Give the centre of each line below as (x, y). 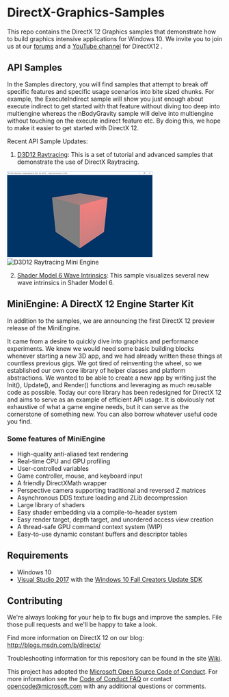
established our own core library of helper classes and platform (96, 370)
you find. (19, 421)
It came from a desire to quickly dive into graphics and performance (103, 341)
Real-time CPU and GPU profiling (64, 461)
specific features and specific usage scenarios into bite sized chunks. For (111, 91)
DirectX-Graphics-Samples (86, 13)
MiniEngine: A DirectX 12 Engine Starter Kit (100, 304)
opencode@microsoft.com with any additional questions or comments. (107, 686)
